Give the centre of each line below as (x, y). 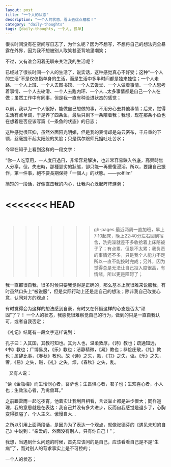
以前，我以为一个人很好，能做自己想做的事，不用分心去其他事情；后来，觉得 (85, 109)
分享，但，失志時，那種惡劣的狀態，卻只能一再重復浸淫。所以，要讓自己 (85, 167)
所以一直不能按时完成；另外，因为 (130, 261)
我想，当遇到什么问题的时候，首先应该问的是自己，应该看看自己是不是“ (80, 442)
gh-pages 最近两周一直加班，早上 (129, 230)
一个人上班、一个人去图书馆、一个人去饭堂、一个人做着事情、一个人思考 (90, 85)
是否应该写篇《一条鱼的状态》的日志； (59, 121)
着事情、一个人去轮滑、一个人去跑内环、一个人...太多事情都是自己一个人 (81, 91)
